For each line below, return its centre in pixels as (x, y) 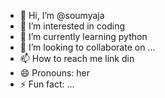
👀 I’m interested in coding (72, 26)
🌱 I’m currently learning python (83, 36)
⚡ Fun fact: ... (47, 84)
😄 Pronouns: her (54, 73)
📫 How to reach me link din (77, 58)
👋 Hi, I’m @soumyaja (62, 15)
